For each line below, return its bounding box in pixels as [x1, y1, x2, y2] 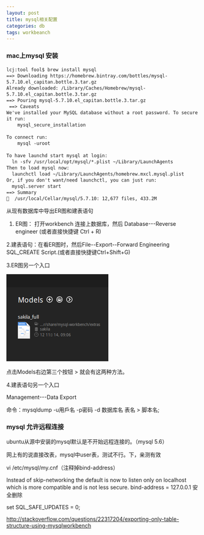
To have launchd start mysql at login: [6, 152, 108, 159]
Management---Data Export [6, 393, 77, 401]
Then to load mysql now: [6, 164, 70, 171]
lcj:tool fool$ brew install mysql [6, 66, 97, 73]
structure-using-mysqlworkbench [6, 522, 92, 529]
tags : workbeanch [6, 29, 51, 36]
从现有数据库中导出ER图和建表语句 [6, 207, 93, 214]
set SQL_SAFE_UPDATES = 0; [6, 503, 81, 510]
